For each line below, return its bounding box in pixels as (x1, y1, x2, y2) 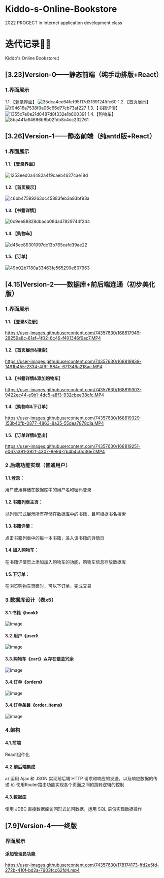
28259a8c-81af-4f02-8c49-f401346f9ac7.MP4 (5, 335, 101, 341)
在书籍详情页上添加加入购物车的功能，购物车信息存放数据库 (5, 559, 126, 564)
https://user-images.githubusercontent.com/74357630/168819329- (5, 415, 142, 421)
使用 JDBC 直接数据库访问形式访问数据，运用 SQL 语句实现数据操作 (5, 806, 142, 812)
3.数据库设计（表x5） (5, 596, 57, 603)
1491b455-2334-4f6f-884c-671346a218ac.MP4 (5, 363, 102, 370)
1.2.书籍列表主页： (5, 499, 43, 505)
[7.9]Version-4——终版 (5, 822, 77, 830)
